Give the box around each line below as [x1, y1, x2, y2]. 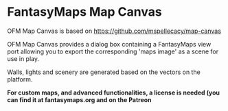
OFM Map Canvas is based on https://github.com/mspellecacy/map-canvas [7, 27, 222, 35]
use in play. [7, 54, 40, 62]
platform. [7, 75, 33, 83]
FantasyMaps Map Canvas [7, 4, 163, 20]
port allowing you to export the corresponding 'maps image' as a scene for [7, 47, 219, 56]
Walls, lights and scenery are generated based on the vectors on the [7, 68, 201, 76]
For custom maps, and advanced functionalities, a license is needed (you [7, 88, 220, 97]
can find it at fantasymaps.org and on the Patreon [7, 95, 152, 103]
